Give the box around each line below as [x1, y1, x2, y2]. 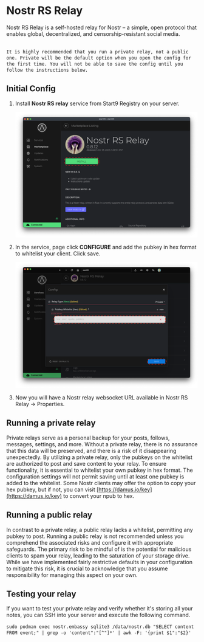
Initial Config [6, 83, 56, 94]
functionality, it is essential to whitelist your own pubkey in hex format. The [6, 466, 193, 474]
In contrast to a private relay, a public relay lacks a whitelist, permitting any [6, 526, 193, 533]
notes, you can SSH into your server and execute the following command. [6, 612, 191, 619]
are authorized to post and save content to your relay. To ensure [6, 460, 167, 467]
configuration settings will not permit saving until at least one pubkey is [6, 472, 185, 480]
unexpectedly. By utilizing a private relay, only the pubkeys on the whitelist [6, 454, 193, 461]
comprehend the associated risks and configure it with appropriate [6, 539, 173, 546]
